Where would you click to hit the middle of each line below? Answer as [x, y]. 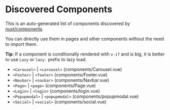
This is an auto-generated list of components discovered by [68, 23]
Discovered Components [59, 9]
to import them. [21, 44]
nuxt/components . [25, 29]
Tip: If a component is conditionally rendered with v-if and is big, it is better [85, 54]
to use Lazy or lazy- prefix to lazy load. [46, 59]
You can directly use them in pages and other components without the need [84, 39]
